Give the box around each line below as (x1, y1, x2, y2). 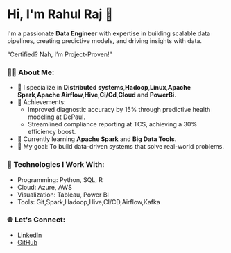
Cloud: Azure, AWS (17, 183, 73, 191)
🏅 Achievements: (17, 98, 66, 106)
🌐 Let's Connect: (7, 215, 66, 225)
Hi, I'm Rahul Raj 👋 (7, 6, 113, 22)
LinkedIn (17, 231, 42, 239)
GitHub (17, 238, 38, 246)
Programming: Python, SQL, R (17, 175, 103, 183)
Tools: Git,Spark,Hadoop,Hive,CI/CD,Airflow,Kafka (17, 197, 161, 206)
